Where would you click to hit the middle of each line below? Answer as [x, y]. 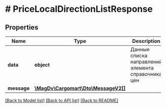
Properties [22, 27]
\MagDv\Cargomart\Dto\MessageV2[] [80, 88]
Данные [140, 49]
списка [139, 55]
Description [146, 41]
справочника [146, 74]
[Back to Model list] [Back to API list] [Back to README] [62, 100]
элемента [142, 68]
